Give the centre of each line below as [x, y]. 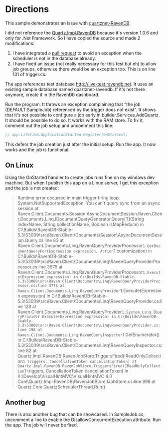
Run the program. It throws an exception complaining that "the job [73, 104]
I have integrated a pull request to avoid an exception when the [77, 53]
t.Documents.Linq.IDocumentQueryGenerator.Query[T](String [81, 219]
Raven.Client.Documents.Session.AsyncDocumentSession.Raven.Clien [90, 213]
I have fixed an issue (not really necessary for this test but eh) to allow [84, 63]
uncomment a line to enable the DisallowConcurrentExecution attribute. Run [83, 420]
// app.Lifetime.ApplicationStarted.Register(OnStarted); [67, 134]
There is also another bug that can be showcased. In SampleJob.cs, [75, 414]
